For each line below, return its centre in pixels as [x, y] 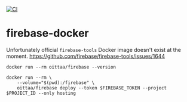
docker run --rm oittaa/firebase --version [61, 67]
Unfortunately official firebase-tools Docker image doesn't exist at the [93, 50]
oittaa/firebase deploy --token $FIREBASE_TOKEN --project [92, 88]
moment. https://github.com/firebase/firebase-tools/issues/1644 [86, 56]
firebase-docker [47, 33]
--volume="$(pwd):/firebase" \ [56, 83]
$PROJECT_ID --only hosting [41, 93]
